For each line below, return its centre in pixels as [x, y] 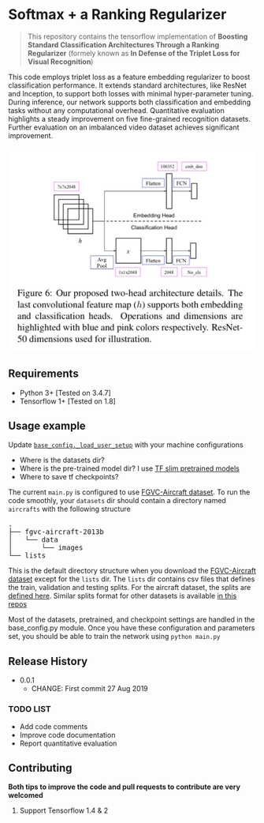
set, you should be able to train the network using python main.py [114, 637]
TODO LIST [30, 709]
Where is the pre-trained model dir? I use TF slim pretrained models [130, 468]
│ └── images [46, 548]
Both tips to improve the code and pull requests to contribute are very [124, 787]
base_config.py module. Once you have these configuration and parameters [132, 628]
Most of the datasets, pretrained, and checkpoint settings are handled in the [132, 620]
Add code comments [54, 726]
